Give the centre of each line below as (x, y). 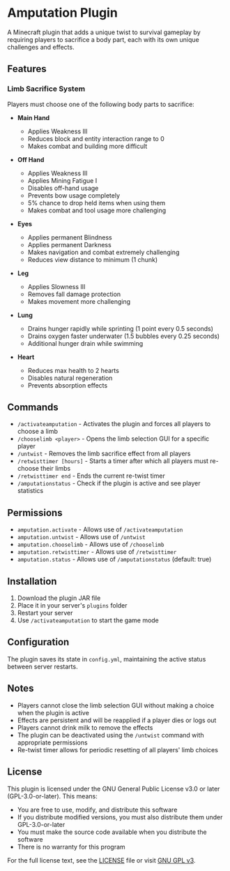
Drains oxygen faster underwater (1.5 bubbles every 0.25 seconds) (124, 336)
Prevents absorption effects (68, 385)
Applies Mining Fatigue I (62, 180)
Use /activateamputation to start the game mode (88, 620)
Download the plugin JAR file (59, 598)
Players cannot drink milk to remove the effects (85, 727)
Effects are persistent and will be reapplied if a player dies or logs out (117, 720)
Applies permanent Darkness (69, 244)
